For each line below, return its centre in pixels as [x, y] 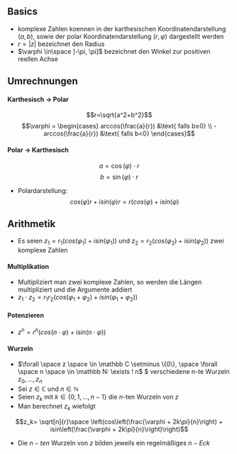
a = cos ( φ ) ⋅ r [119, 165]
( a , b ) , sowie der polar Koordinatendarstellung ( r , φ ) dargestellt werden [121, 36]
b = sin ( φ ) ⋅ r [119, 177]
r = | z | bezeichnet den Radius [61, 44]
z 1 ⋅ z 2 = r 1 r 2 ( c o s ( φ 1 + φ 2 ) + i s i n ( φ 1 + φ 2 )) [78, 298]
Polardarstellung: [42, 190]
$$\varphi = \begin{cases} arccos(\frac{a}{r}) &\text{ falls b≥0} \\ [117, 126]
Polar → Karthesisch [38, 150]
